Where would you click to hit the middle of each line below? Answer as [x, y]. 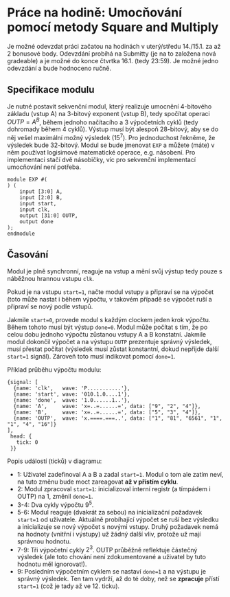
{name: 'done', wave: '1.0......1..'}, [72, 400]
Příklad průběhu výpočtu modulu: [54, 370]
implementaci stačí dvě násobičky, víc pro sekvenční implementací [102, 160]
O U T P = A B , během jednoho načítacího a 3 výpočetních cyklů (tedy [103, 122]
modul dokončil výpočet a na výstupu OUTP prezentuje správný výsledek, [110, 341]
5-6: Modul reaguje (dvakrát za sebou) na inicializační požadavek [110, 512]
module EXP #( [27, 180]
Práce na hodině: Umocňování [95, 13]
